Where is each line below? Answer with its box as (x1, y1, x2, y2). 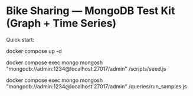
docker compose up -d (6, 47, 62, 54)
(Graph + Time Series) (6, 16, 117, 30)
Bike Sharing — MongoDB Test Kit (6, 4, 175, 18)
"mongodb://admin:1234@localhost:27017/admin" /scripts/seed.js (6, 65, 166, 72)
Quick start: (6, 36, 34, 43)
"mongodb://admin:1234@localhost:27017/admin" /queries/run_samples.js (6, 82, 187, 90)
